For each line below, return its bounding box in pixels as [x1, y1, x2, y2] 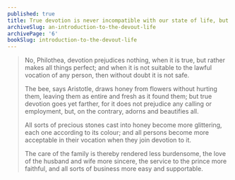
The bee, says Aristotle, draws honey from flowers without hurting [24, 85, 217, 93]
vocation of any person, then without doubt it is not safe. [24, 71, 190, 80]
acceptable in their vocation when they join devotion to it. [24, 136, 192, 145]
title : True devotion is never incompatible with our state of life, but [7, 17, 229, 24]
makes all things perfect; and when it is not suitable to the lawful [24, 64, 212, 72]
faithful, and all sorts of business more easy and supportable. [24, 164, 203, 173]
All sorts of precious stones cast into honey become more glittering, [24, 121, 222, 129]
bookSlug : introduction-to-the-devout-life [7, 37, 138, 44]
